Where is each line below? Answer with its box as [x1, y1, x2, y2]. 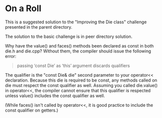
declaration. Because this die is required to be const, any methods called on [5, 77, 157, 83]
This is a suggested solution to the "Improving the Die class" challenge [5, 19, 147, 25]
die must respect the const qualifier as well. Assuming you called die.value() [5, 82, 158, 88]
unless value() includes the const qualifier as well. [5, 93, 106, 99]
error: [5, 53, 17, 59]
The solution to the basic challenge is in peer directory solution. [5, 34, 133, 39]
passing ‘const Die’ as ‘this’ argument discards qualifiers [17, 63, 130, 68]
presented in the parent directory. [5, 24, 72, 30]
